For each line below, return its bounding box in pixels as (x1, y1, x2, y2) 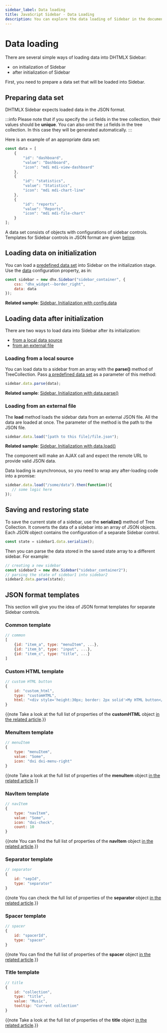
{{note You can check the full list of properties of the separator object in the (5, 895, 162, 901)
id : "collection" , (14, 989, 52, 995)
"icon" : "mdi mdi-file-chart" (23, 211, 85, 216)
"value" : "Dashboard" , (23, 160, 70, 165)
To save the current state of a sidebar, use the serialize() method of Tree (5, 519, 155, 525)
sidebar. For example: (5, 553, 50, 559)
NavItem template (5, 790, 50, 797)
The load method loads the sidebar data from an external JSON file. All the (5, 414, 158, 420)
